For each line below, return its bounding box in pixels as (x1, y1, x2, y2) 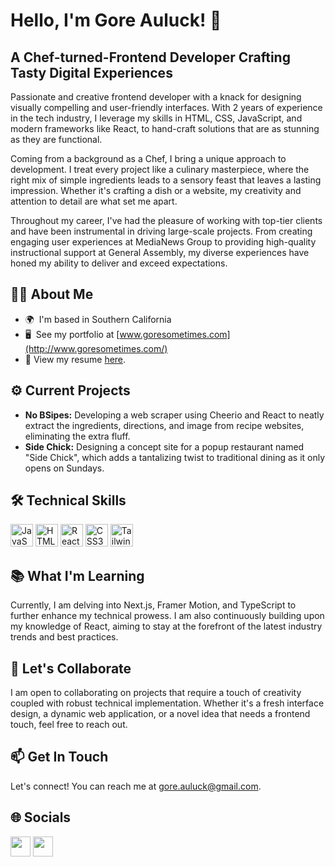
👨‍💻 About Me (10, 286, 94, 303)
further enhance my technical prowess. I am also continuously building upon (10, 610, 325, 622)
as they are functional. (10, 134, 103, 145)
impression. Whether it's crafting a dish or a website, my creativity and (10, 185, 302, 196)
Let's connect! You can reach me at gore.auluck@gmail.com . (10, 780, 262, 792)
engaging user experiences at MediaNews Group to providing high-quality (10, 236, 317, 248)
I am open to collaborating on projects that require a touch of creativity (10, 687, 302, 699)
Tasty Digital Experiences (10, 64, 173, 81)
